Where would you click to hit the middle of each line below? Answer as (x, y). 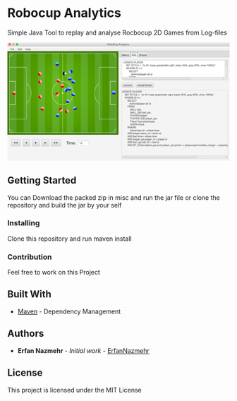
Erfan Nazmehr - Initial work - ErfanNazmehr (84, 350)
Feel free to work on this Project (54, 273)
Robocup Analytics (65, 13)
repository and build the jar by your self (65, 205)
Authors (26, 334)
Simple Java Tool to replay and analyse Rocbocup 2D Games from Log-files (117, 32)
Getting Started (42, 180)
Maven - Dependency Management (69, 311)
